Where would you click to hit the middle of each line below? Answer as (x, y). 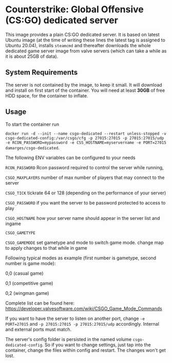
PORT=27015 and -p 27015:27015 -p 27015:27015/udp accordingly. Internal (82, 324)
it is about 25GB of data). (32, 56)
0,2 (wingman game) (27, 293)
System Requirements (42, 73)
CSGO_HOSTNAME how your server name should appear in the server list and (83, 218)
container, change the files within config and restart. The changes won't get (85, 350)
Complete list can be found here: (40, 303)
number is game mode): (31, 263)
